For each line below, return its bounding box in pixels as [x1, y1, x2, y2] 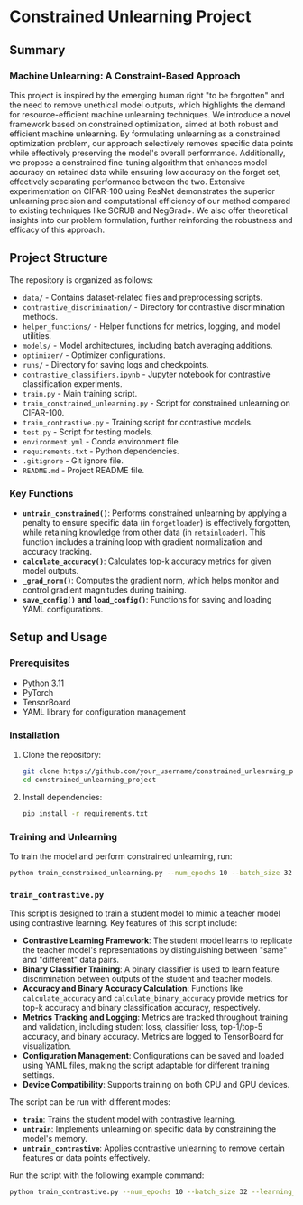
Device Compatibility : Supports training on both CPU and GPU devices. [22, 1079, 290, 1090]
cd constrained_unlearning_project [22, 775, 157, 784]
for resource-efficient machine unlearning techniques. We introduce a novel [9, 108, 291, 119]
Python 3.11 [22, 677, 65, 688]
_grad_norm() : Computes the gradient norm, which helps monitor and [22, 574, 280, 585]
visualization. [22, 1041, 72, 1051]
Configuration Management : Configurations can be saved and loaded [22, 1051, 285, 1061]
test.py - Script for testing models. [22, 426, 153, 437]
